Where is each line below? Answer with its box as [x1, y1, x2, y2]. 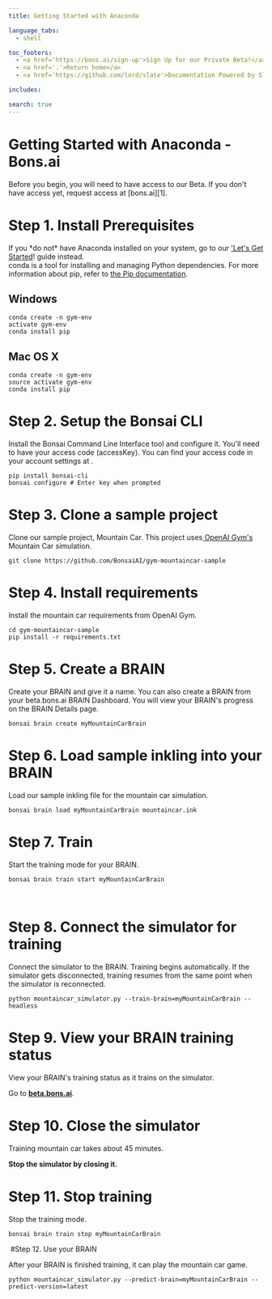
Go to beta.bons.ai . [8, 1088, 74, 1097]
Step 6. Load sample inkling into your [8, 746, 262, 765]
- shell [15, 34, 42, 42]
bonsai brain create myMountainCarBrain [8, 720, 147, 728]
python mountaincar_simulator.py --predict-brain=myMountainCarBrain [8, 1276, 249, 1284]
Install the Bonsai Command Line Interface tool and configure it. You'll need [8, 439, 261, 449]
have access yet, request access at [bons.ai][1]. [8, 188, 168, 197]
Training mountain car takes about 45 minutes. [8, 1143, 164, 1153]
